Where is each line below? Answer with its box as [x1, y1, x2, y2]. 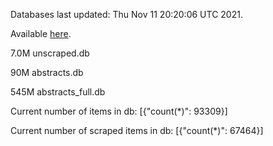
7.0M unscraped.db [10, 47, 90, 59]
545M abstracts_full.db [10, 86, 106, 98]
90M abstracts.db [10, 67, 84, 78]
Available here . [10, 28, 72, 39]
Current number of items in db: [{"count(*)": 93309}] [10, 105, 228, 117]
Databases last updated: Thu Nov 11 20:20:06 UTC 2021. [10, 9, 243, 20]
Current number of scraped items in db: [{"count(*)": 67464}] [10, 125, 264, 136]
